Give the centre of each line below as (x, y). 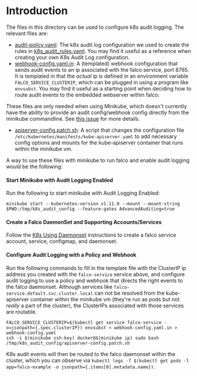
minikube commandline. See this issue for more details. (73, 118)
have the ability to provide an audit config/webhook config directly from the (98, 112)
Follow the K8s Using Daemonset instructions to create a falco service (91, 235)
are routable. (21, 312)
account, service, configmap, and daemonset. (62, 241)
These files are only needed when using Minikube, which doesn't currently (96, 106)
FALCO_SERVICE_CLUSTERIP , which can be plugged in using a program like (102, 82)
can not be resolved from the (129, 293)
